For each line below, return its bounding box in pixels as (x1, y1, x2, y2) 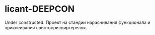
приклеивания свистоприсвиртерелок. (4, 24, 87, 30)
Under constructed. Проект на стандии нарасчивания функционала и (4, 19, 151, 25)
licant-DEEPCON (4, 3, 75, 15)
